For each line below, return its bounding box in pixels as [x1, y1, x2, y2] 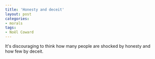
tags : [5, 25, 16, 30]
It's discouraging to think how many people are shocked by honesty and [5, 43, 151, 49]
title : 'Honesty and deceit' [5, 7, 65, 12]
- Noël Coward [5, 30, 34, 35]
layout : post [5, 12, 32, 17]
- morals [5, 20, 23, 26]
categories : [5, 16, 29, 21]
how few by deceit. [5, 48, 44, 54]
